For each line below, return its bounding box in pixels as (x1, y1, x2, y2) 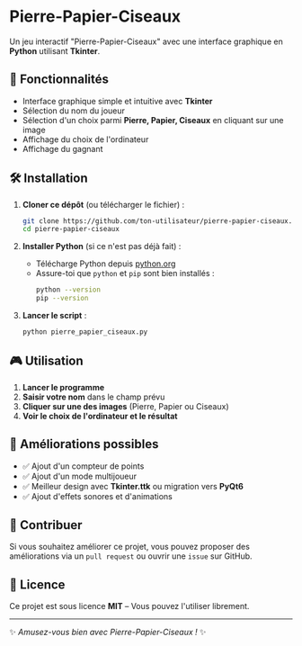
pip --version (35, 294, 89, 303)
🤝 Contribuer (9, 517, 83, 533)
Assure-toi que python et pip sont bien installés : (35, 268, 215, 279)
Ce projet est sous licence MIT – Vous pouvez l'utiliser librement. (9, 601, 250, 612)
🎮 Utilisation (9, 354, 84, 369)
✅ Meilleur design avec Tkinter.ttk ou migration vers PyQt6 (22, 480, 244, 491)
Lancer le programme (22, 381, 105, 392)
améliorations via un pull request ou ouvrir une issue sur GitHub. (9, 551, 253, 561)
